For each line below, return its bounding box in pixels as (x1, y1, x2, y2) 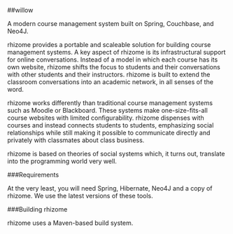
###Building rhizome (7, 205, 68, 213)
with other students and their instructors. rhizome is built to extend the (7, 70, 211, 78)
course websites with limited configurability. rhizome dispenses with (7, 113, 204, 122)
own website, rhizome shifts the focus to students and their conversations (7, 63, 220, 71)
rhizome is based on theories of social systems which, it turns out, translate (7, 150, 225, 158)
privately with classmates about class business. (7, 136, 145, 144)
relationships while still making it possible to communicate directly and (7, 129, 211, 137)
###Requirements (7, 171, 59, 179)
